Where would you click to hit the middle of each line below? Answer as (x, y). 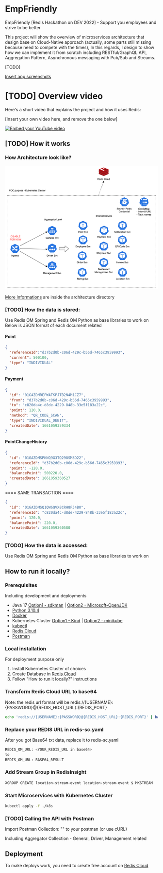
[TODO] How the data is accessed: (47, 545)
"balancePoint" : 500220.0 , (37, 473)
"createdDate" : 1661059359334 (40, 426)
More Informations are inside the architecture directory (60, 297)
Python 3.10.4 (26, 611)
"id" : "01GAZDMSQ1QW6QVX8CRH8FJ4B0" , (48, 507)
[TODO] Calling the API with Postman (49, 819)
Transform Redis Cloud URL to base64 (51, 692)
